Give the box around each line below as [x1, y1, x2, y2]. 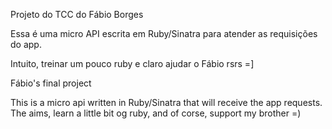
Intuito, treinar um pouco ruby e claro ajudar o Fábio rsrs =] [10, 58, 255, 69]
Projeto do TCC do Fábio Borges [10, 9, 144, 20]
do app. [10, 39, 42, 50]
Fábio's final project [10, 77, 92, 89]
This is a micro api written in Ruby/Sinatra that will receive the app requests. [10, 97, 323, 108]
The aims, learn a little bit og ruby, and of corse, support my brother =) [10, 107, 302, 119]
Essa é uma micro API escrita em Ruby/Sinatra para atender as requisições [10, 28, 318, 39]
